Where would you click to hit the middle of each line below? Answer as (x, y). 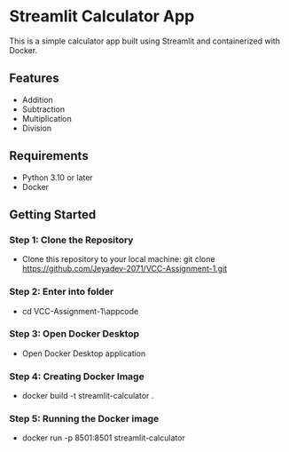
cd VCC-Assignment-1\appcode (80, 311)
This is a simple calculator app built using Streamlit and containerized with (145, 41)
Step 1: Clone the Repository (71, 240)
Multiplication (47, 118)
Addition (37, 99)
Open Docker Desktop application (84, 353)
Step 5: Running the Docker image (84, 419)
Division (36, 128)
